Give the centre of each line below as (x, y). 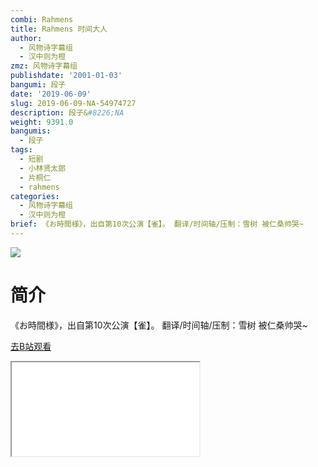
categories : (35, 196)
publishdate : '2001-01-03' (66, 76)
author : (26, 38)
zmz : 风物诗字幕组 (44, 66)
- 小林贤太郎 (43, 168)
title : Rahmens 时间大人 (59, 29)
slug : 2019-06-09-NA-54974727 (73, 103)
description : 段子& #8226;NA (67, 112)
